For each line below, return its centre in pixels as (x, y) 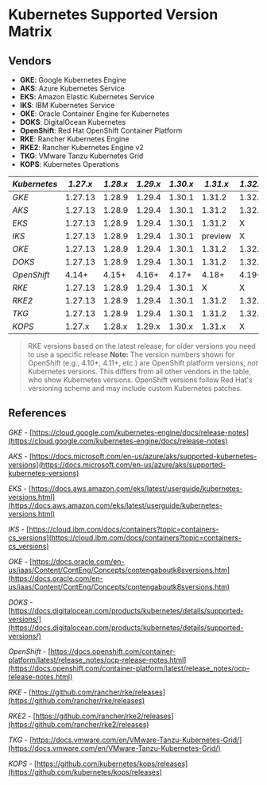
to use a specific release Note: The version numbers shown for (131, 354)
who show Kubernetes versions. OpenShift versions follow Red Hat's (140, 380)
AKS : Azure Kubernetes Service (72, 88)
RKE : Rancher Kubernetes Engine (74, 139)
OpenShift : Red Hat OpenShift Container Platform (101, 130)
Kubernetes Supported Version (113, 15)
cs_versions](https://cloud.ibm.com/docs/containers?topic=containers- (125, 537)
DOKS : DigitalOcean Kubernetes (73, 122)
